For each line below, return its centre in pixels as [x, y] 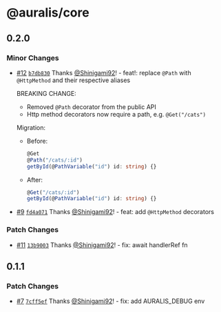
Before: [37, 141]
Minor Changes [33, 58]
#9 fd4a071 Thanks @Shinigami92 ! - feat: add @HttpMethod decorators [115, 212]
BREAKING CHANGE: [46, 93]
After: [34, 179]
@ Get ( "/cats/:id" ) [53, 192]
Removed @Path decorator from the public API [91, 107]
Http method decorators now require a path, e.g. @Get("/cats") [116, 114]
